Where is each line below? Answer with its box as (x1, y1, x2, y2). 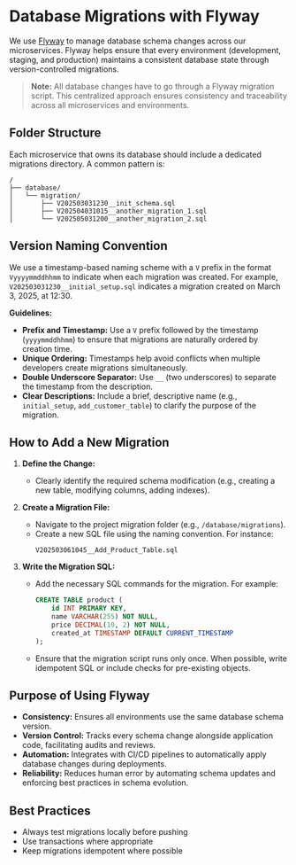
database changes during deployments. (21, 759, 167, 769)
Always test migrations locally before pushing (21, 827, 188, 838)
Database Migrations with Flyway (9, 6, 261, 27)
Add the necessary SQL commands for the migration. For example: (34, 579, 278, 589)
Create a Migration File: (21, 503, 110, 513)
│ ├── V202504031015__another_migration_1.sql (9, 207, 208, 215)
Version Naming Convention (9, 238, 168, 253)
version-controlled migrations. (9, 64, 119, 74)
